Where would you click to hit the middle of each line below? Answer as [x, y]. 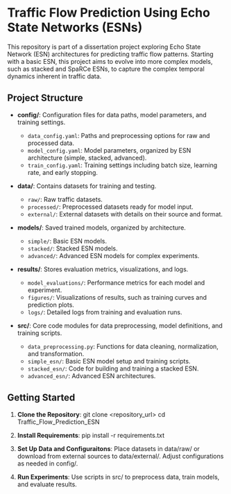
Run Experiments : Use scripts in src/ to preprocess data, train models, [118, 477]
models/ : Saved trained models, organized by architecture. [101, 228]
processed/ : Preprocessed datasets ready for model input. [111, 207]
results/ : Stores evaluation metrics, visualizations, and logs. [103, 269]
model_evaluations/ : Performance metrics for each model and [116, 282]
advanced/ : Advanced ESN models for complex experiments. [113, 255]
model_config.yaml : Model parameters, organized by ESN [109, 150]
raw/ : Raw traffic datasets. [65, 199]
